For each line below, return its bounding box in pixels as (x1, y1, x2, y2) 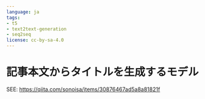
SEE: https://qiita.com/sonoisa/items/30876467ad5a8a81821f (6, 86, 160, 93)
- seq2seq (6, 32, 32, 38)
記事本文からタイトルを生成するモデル (6, 65, 200, 79)
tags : (6, 15, 20, 21)
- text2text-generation (6, 26, 67, 32)
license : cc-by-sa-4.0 (6, 37, 64, 43)
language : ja (6, 9, 40, 15)
